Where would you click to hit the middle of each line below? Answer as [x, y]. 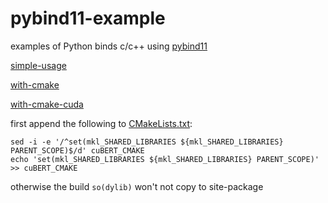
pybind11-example [88, 18]
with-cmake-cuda [47, 104]
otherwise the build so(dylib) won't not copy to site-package [137, 186]
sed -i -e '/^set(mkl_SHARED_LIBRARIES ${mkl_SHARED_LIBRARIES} [147, 142]
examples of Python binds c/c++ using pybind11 [109, 46]
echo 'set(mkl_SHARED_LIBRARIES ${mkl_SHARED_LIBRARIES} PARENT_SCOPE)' [165, 159]
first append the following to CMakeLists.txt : [101, 123]
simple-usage [38, 65]
